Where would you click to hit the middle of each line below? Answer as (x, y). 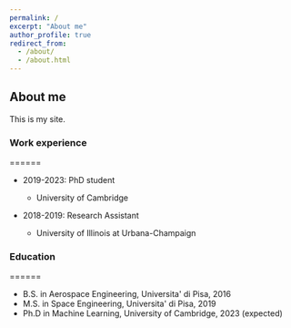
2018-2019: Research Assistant (80, 216)
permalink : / (34, 18)
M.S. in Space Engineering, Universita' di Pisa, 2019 (119, 304)
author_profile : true (50, 35)
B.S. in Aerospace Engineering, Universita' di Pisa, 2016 (127, 294)
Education (33, 257)
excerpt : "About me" (49, 26)
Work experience (48, 142)
